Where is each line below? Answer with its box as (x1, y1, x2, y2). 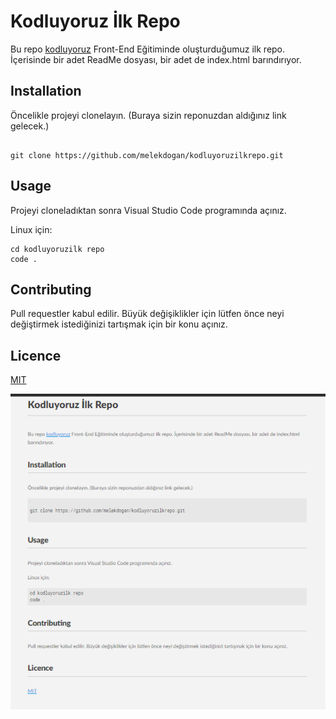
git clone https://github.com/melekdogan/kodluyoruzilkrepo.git (10, 150, 284, 160)
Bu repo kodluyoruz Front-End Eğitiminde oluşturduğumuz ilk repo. (10, 43, 286, 55)
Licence (10, 347, 62, 364)
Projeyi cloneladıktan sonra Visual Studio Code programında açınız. (10, 204, 287, 216)
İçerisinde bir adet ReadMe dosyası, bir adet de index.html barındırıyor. (10, 53, 302, 65)
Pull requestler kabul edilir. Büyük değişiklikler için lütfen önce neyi (10, 308, 285, 320)
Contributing (10, 281, 92, 298)
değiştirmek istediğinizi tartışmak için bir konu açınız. (10, 318, 228, 330)
